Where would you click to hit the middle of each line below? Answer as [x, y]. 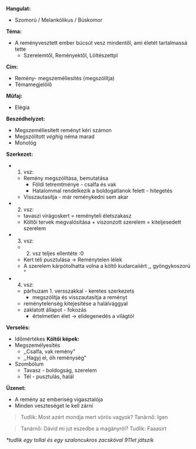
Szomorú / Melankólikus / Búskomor [59, 20]
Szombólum [29, 364]
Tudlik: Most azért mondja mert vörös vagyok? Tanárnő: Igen [94, 417]
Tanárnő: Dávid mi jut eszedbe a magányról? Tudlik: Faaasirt [93, 428]
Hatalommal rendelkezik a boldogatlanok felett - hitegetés [102, 191]
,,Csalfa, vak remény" [49, 351]
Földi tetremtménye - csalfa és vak [74, 184]
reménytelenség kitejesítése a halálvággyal [76, 304]
